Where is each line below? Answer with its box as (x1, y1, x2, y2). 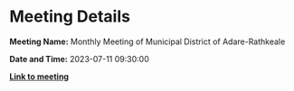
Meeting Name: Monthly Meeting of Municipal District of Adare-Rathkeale (9, 36, 286, 47)
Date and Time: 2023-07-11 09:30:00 (9, 53, 149, 64)
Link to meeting (9, 70, 70, 82)
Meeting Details (9, 6, 131, 27)
